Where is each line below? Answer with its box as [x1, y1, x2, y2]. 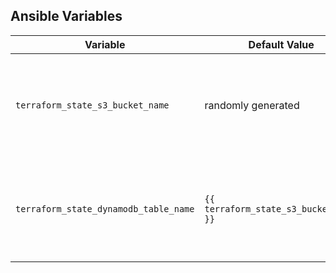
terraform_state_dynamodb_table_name [15, 203, 195, 214]
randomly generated [204, 98, 300, 112]
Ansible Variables [10, 8, 123, 25]
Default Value [248, 37, 315, 51]
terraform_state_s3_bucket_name [15, 99, 170, 111]
